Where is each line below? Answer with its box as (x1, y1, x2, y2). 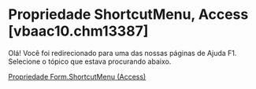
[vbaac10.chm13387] (8, 22, 149, 40)
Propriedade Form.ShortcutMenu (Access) (8, 72, 147, 81)
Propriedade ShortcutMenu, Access (8, 6, 249, 24)
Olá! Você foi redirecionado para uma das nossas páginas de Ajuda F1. (8, 48, 237, 57)
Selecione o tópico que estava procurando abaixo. (8, 57, 172, 66)
